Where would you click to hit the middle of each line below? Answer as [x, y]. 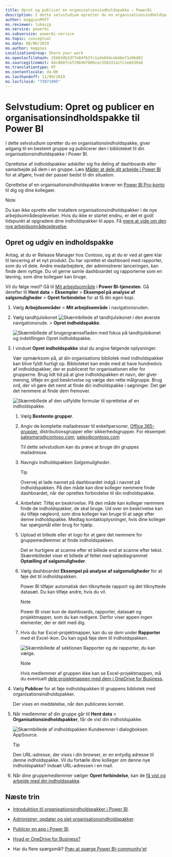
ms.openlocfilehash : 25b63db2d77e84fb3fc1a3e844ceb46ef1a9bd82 [74, 58]
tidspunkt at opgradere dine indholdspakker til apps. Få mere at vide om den [86, 221]
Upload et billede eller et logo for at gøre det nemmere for [81, 534]
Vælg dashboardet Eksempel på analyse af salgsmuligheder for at [91, 571]
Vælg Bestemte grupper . [47, 416]
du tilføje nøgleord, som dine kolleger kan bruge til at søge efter [87, 514]
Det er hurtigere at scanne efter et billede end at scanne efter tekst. [91, 550]
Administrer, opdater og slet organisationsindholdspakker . [73, 819]
